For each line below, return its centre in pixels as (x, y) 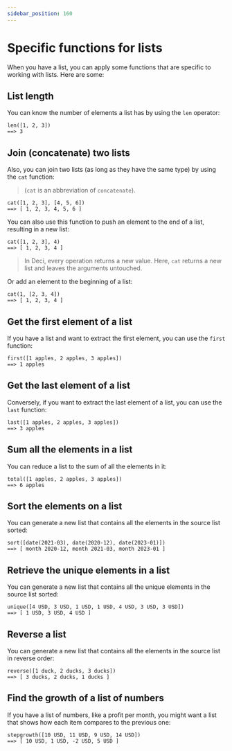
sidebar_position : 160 (40, 14)
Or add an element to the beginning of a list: (70, 282)
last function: (27, 409)
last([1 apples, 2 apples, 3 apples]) (63, 422)
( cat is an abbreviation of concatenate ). (80, 191)
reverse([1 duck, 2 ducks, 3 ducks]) (62, 671)
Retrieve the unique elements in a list (89, 570)
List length (30, 96)
